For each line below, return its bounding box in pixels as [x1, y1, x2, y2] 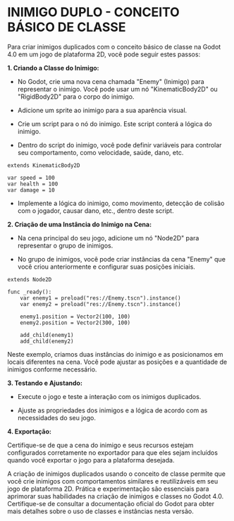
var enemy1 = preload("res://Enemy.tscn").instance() [20, 294, 181, 302]
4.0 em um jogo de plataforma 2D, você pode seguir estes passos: [7, 50, 201, 59]
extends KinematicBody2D [7, 161, 80, 169]
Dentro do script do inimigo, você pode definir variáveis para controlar [17, 140, 222, 149]
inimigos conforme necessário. [7, 364, 97, 374]
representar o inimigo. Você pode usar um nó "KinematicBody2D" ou [17, 85, 218, 93]
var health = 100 [7, 180, 58, 188]
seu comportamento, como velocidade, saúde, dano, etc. [17, 148, 184, 157]
